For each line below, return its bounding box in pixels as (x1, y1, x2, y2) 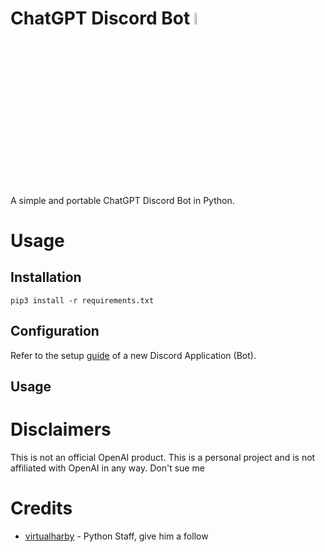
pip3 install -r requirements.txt (10, 295, 155, 306)
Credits (10, 497, 73, 520)
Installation (10, 269, 82, 286)
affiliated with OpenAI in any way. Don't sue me (10, 462, 205, 474)
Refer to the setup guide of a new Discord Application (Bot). (10, 349, 257, 361)
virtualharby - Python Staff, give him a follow (24, 530, 209, 542)
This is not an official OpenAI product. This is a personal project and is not (10, 451, 316, 463)
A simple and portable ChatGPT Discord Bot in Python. (10, 194, 235, 206)
